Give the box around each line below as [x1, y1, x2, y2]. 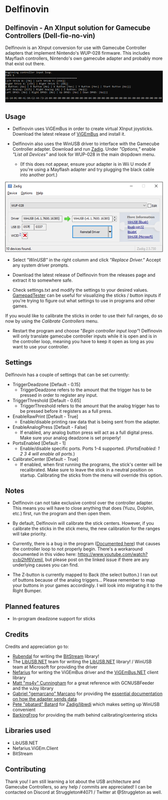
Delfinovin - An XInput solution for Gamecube [5, 24, 151, 32]
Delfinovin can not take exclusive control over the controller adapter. [12, 500, 153, 506]
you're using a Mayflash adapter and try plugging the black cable [19, 167, 154, 173]
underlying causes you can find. [12, 562, 79, 568]
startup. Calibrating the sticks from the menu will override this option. [19, 472, 163, 478]
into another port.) [19, 172, 57, 178]
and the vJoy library [12, 685, 54, 691]
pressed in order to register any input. [19, 392, 98, 398]
